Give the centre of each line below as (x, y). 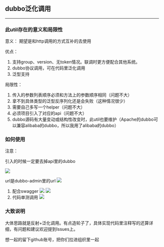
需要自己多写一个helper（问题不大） (49, 107)
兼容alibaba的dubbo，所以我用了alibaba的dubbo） (68, 126)
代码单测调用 (25, 198)
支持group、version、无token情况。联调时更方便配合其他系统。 (76, 62)
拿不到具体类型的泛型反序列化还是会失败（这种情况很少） (70, 101)
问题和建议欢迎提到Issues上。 (48, 229)
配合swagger (25, 191)
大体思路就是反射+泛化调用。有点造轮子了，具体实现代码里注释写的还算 (77, 223)
